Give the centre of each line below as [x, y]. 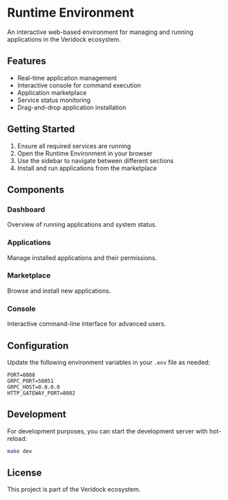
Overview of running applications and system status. [82, 225]
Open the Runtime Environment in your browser [85, 153]
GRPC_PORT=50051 [30, 381]
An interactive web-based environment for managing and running [100, 32]
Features [27, 61]
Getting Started [41, 129]
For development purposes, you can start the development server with [108, 431]
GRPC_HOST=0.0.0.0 [34, 387]
